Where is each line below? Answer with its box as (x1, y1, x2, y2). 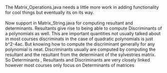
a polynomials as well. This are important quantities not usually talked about (5, 31, 161, 36)
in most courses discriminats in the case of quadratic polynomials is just (5, 36, 154, 42)
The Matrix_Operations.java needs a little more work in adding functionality (5, 4, 159, 10)
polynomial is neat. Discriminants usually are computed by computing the (5, 47, 156, 52)
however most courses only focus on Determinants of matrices (5, 62, 135, 68)
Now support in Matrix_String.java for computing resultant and (5, 20, 133, 26)
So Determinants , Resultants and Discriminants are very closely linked (5, 57, 151, 63)
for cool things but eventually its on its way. (5, 9, 94, 15)
